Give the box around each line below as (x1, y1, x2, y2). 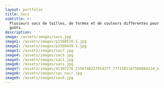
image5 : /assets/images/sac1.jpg (5, 57, 74, 62)
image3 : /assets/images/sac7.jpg (5, 48, 74, 53)
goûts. (9, 25, 23, 30)
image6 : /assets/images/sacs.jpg (5, 62, 74, 66)
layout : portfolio (5, 7, 43, 12)
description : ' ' (5, 30, 41, 35)
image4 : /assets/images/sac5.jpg (5, 52, 74, 58)
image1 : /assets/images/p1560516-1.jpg (5, 39, 87, 44)
